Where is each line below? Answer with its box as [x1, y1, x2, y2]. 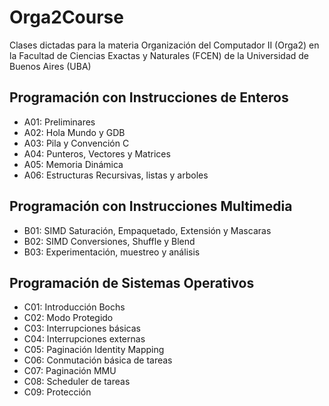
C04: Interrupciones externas [23, 333, 146, 345]
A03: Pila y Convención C [23, 137, 130, 149]
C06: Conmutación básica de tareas [23, 354, 173, 366]
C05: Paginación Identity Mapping [23, 344, 165, 356]
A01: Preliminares [23, 116, 96, 128]
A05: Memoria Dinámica [23, 158, 124, 170]
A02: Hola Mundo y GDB [23, 126, 126, 138]
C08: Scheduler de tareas [23, 376, 131, 388]
